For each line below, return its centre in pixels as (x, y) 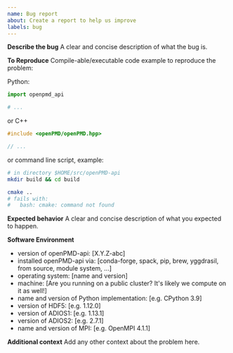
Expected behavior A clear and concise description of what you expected (114, 218)
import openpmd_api (36, 95)
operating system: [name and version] (73, 276)
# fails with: (28, 199)
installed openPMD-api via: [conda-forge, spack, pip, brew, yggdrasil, (118, 261)
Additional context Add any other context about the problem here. (104, 342)
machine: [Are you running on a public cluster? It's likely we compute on (122, 283)
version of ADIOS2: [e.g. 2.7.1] (60, 321)
